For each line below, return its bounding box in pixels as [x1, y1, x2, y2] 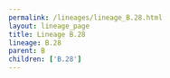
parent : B [8, 47, 46, 56]
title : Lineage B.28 [8, 30, 87, 39]
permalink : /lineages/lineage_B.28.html [8, 13, 164, 22]
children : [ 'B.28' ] [8, 55, 82, 64]
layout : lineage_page [8, 22, 90, 30]
